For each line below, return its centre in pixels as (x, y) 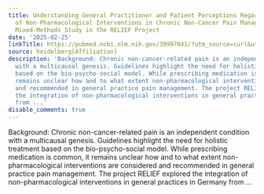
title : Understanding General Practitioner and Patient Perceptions (123, 15)
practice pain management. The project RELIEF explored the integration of (128, 174)
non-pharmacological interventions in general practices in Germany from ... (130, 182)
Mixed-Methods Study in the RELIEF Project (87, 30)
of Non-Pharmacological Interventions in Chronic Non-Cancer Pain (126, 23)
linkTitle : (26, 45)
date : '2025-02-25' (40, 37)
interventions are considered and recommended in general (159, 165)
